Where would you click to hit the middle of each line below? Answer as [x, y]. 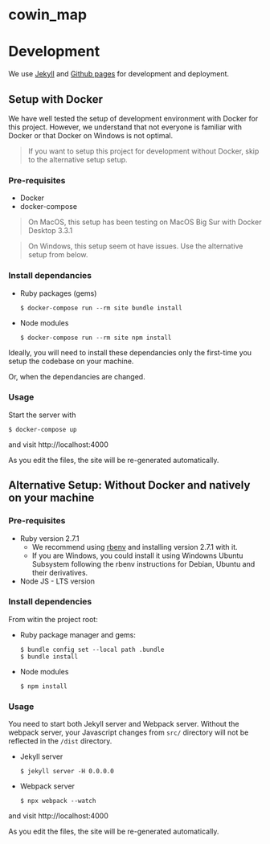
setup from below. [58, 255]
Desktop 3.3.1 [50, 231]
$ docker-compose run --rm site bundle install [101, 308]
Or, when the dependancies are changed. [77, 376]
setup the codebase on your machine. [71, 361]
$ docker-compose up [43, 429]
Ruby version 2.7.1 [49, 538]
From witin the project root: [53, 619]
